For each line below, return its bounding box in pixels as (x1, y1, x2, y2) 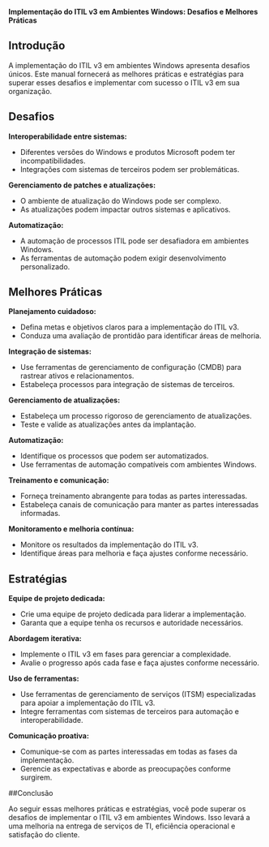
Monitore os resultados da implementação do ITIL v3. (19, 540, 199, 550)
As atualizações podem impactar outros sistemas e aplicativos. (19, 204, 231, 214)
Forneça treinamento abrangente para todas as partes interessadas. (19, 491, 248, 501)
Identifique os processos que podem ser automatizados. (19, 451, 209, 461)
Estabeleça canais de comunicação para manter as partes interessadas (19, 500, 259, 509)
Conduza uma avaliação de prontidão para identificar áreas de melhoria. (19, 331, 262, 341)
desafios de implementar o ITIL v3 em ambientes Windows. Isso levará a (8, 813, 250, 823)
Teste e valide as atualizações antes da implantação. (19, 419, 197, 429)
